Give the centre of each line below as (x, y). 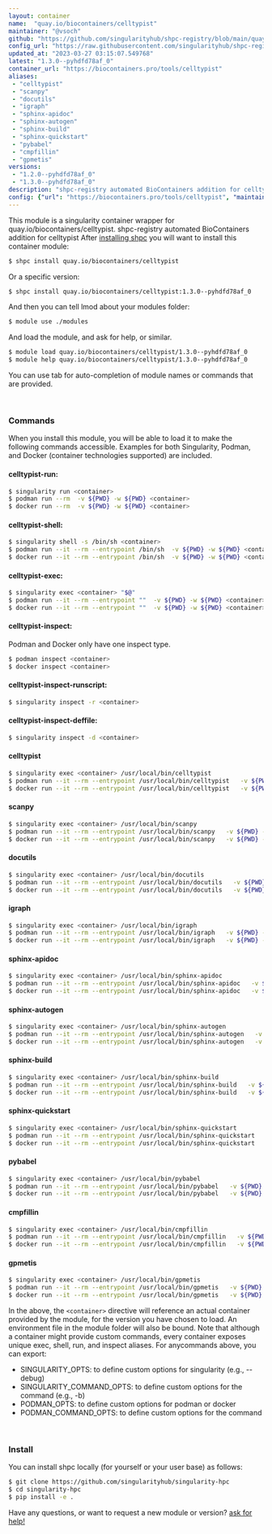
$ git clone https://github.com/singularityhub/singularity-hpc (119, 1482)
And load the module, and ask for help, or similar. (90, 337)
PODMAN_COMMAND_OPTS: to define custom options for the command (141, 1413)
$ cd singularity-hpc (45, 1490)
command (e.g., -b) (53, 1395)
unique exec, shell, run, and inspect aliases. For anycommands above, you (132, 1345)
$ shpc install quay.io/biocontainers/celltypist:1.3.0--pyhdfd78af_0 (130, 292)
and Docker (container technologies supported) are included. (110, 456)
